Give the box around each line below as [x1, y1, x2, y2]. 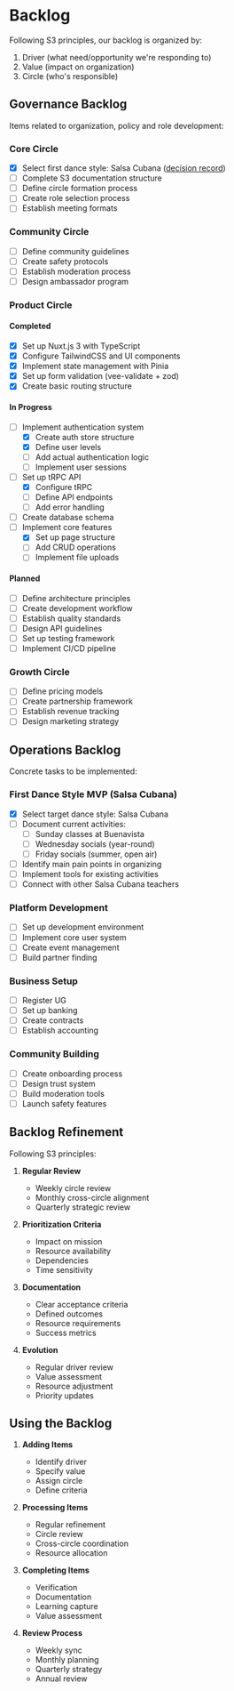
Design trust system [21, 1078, 96, 1089]
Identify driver [35, 1456, 87, 1468]
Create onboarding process [21, 1068, 123, 1079]
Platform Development [9, 902, 108, 914]
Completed [9, 321, 51, 332]
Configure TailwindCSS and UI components [21, 350, 181, 361]
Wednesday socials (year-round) [35, 838, 155, 850]
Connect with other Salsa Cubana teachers [21, 879, 180, 890]
